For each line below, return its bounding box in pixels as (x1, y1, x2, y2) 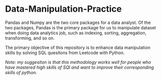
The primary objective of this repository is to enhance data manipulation (5, 44, 151, 50)
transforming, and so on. (5, 35, 55, 41)
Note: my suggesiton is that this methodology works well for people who (5, 59, 151, 65)
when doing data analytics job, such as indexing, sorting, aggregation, (5, 30, 147, 36)
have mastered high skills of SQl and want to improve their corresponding (5, 64, 154, 70)
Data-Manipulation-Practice (5, 3, 122, 15)
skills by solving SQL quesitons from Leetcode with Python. (5, 50, 125, 56)
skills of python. (5, 69, 38, 75)
